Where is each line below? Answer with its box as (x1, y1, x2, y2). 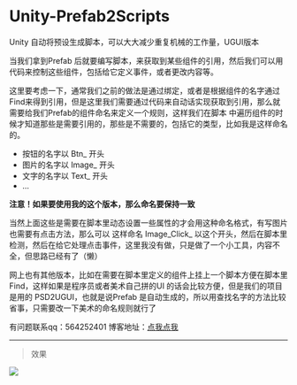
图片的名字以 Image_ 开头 (21, 159, 115, 170)
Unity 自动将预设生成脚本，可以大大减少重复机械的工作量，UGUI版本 (9, 36, 259, 47)
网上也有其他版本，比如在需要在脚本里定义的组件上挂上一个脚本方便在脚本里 (9, 269, 288, 280)
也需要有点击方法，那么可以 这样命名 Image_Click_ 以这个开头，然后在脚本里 (9, 228, 288, 239)
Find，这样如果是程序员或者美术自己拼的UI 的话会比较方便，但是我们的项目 (9, 281, 283, 291)
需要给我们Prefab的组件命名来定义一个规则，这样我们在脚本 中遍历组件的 (9, 107, 276, 118)
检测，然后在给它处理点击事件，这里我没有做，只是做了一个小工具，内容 (9, 239, 272, 250)
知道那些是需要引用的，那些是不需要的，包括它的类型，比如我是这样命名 (24, 118, 288, 129)
